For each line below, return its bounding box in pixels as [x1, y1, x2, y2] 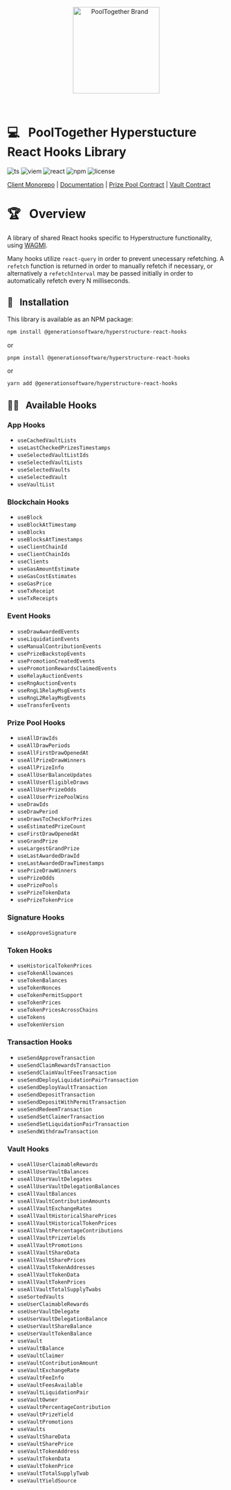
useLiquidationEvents [17, 636, 80, 643]
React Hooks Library [7, 144, 127, 160]
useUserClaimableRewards [17, 1301, 89, 1308]
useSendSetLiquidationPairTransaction [17, 1120, 129, 1128]
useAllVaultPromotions [17, 1242, 83, 1249]
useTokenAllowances [17, 970, 74, 977]
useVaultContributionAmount [17, 1360, 98, 1367]
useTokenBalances [17, 977, 68, 985]
